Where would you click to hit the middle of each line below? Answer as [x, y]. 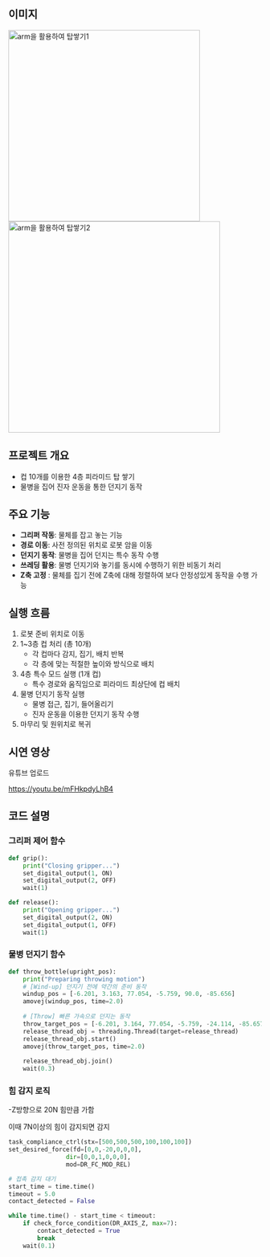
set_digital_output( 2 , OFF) [70, 881]
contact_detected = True [79, 1231]
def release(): [34, 903]
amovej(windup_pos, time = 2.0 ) [74, 1002]
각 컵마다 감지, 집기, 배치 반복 [78, 654]
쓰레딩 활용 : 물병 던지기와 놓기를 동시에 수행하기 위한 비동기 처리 [121, 565]
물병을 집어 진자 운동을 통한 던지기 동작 [81, 486]
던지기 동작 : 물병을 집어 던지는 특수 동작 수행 [89, 555]
